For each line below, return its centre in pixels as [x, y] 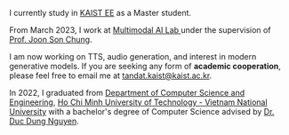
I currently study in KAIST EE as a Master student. [100, 13]
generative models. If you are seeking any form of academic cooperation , [145, 66]
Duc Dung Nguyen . [44, 121]
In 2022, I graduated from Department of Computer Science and [127, 93]
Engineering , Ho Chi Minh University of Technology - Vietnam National [139, 102]
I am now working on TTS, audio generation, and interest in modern [133, 56]
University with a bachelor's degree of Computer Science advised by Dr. [142, 111]
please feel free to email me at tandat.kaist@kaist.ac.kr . [111, 75]
